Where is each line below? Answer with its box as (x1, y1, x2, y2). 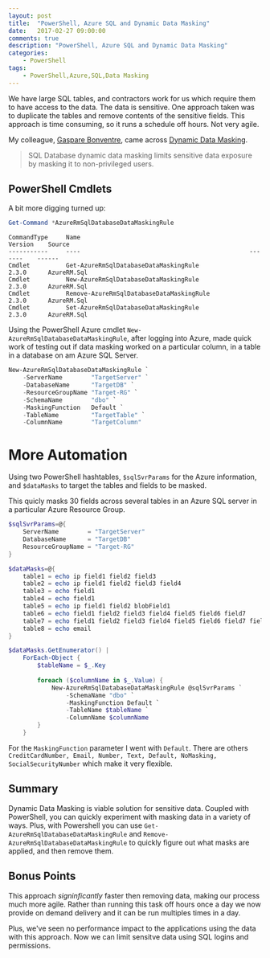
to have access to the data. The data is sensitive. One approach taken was (8, 102, 255, 112)
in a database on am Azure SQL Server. (8, 350, 139, 360)
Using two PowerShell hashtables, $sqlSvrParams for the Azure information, (8, 472, 257, 482)
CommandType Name (8, 234, 81, 242)
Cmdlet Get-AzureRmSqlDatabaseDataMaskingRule (8, 262, 199, 270)
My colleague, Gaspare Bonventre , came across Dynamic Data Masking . (8, 134, 248, 145)
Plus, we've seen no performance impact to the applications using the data (8, 923, 256, 933)
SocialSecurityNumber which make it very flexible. (8, 759, 173, 768)
